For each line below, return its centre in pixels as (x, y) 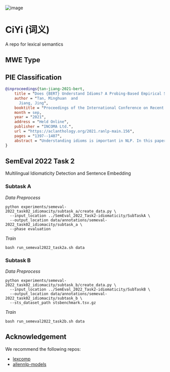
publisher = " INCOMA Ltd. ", (44, 127)
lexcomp (22, 359)
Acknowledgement (36, 337)
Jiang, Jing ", (34, 103)
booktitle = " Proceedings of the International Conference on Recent (89, 108)
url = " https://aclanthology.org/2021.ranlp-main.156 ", (75, 132)
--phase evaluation (30, 229)
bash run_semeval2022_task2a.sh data (45, 247)
